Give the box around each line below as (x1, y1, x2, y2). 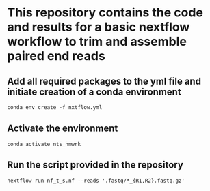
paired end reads (7, 48, 106, 64)
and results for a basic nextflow (7, 19, 190, 35)
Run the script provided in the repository (7, 159, 183, 171)
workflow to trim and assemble (7, 34, 187, 49)
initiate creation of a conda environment (7, 86, 181, 98)
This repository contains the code (7, 5, 204, 20)
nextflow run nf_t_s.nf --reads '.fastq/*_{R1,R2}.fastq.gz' (7, 177, 185, 184)
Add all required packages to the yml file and (7, 75, 202, 87)
